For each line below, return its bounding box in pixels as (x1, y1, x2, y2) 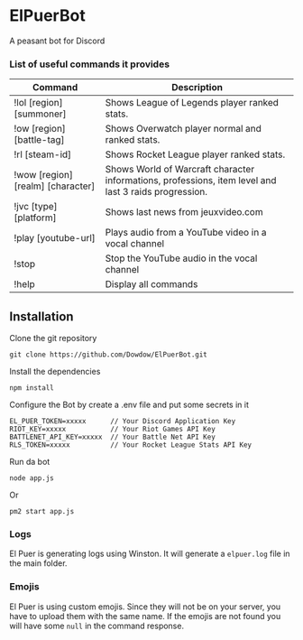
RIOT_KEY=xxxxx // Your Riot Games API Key (9, 425, 216, 434)
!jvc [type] (14, 200, 58, 213)
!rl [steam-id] (14, 148, 72, 161)
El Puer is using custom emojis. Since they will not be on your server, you (9, 601, 281, 612)
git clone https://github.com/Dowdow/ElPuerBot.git (9, 350, 207, 359)
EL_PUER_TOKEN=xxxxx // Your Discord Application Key (9, 417, 236, 426)
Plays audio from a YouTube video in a (105, 227, 267, 239)
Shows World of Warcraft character (105, 163, 255, 176)
